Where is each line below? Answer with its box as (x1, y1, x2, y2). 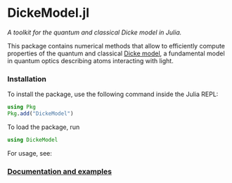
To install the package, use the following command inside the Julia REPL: (7, 90, 219, 99)
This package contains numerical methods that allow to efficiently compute (7, 41, 226, 50)
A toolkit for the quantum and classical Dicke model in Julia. (7, 28, 182, 36)
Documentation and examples (7, 166, 112, 176)
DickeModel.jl (7, 5, 90, 21)
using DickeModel (7, 136, 58, 143)
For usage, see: (7, 149, 53, 157)
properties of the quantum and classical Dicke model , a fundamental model (7, 49, 225, 57)
